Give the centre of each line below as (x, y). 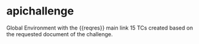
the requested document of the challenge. (60, 34)
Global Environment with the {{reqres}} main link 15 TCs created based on (100, 28)
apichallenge (40, 11)
